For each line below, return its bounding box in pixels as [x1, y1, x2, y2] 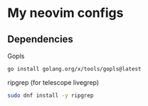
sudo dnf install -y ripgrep [7, 92, 94, 99]
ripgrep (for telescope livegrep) [7, 78, 100, 86]
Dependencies [7, 33, 73, 45]
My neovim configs [7, 5, 124, 21]
